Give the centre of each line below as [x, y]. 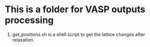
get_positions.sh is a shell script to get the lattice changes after [79, 34]
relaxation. [23, 40]
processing [29, 20]
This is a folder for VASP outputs [75, 9]
